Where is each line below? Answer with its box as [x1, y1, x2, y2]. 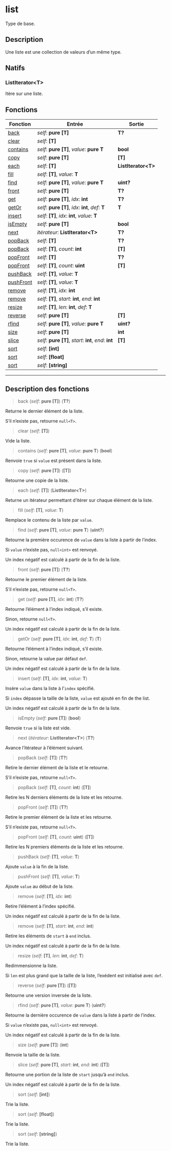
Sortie [129, 121, 144, 128]
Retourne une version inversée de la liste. [5, 993, 92, 999]
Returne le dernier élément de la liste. [5, 408, 84, 415]
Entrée [67, 121, 83, 128]
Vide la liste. [5, 438, 31, 444]
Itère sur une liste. [5, 90, 43, 97]
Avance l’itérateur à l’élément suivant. [5, 745, 84, 751]
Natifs [5, 64, 25, 73]
